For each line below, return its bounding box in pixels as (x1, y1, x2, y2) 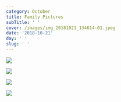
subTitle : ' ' (6, 19, 41, 25)
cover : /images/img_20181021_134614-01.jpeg (6, 24, 116, 31)
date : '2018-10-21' (6, 30, 54, 36)
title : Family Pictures (6, 14, 64, 20)
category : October (6, 8, 51, 15)
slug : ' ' (6, 41, 30, 47)
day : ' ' (6, 36, 27, 41)
